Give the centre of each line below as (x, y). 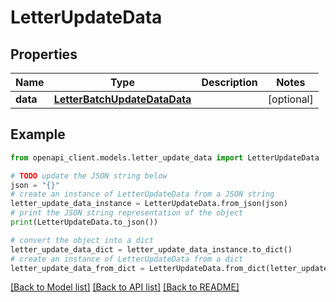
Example (38, 134)
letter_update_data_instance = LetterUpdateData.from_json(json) (149, 204)
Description (229, 82)
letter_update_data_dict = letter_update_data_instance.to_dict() (151, 249)
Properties (44, 54)
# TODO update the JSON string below (89, 176)
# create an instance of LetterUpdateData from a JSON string (142, 194)
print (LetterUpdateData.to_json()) (84, 222)
